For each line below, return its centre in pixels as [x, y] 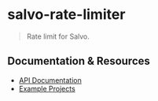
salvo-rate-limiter [66, 15]
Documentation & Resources [79, 61]
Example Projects [47, 88]
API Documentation [50, 80]
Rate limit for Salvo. [58, 36]
